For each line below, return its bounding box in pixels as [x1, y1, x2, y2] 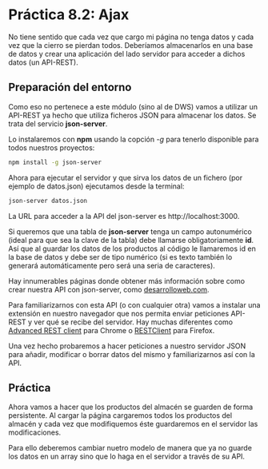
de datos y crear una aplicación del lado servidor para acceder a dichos [8, 49, 246, 58]
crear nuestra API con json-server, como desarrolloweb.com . [8, 284, 210, 294]
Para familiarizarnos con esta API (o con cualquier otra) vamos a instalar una [8, 300, 261, 309]
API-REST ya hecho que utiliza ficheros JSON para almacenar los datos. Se [8, 110, 257, 120]
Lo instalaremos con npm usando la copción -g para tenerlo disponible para [8, 134, 259, 144]
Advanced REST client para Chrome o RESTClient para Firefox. [8, 325, 215, 335]
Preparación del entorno [8, 81, 132, 94]
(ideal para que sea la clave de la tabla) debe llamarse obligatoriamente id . [8, 235, 254, 244]
